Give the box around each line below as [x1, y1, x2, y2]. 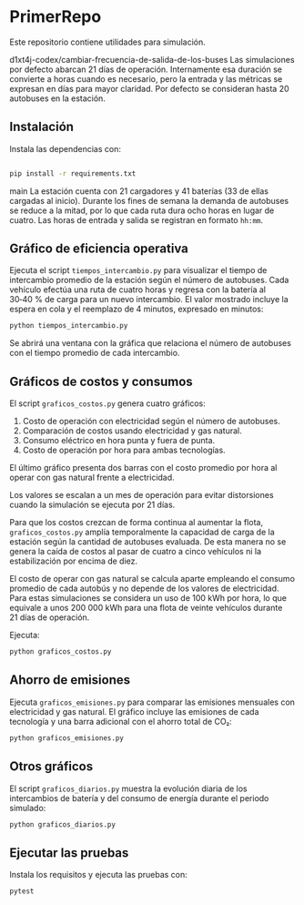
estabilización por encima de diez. [9, 555, 138, 566]
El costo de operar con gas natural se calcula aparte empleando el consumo [9, 574, 296, 585]
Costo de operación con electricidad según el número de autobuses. [22, 416, 280, 427]
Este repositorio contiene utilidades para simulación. [9, 36, 207, 47]
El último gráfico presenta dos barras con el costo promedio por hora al [9, 463, 278, 473]
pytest [9, 887, 35, 896]
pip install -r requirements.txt [9, 168, 137, 178]
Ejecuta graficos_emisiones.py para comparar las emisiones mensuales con [9, 697, 296, 707]
